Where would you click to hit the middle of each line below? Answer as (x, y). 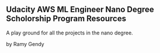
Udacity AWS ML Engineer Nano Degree (80, 10)
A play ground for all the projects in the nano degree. (69, 33)
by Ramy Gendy (25, 44)
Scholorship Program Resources (66, 19)
